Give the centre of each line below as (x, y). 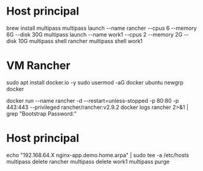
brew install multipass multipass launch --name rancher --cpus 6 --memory (101, 28)
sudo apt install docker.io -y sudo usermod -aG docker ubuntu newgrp (95, 82)
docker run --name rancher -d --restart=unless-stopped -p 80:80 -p (93, 100)
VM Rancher (38, 66)
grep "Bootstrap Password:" (42, 113)
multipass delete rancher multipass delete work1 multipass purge (88, 161)
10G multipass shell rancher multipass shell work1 (80, 41)
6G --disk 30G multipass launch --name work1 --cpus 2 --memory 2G (94, 34)
